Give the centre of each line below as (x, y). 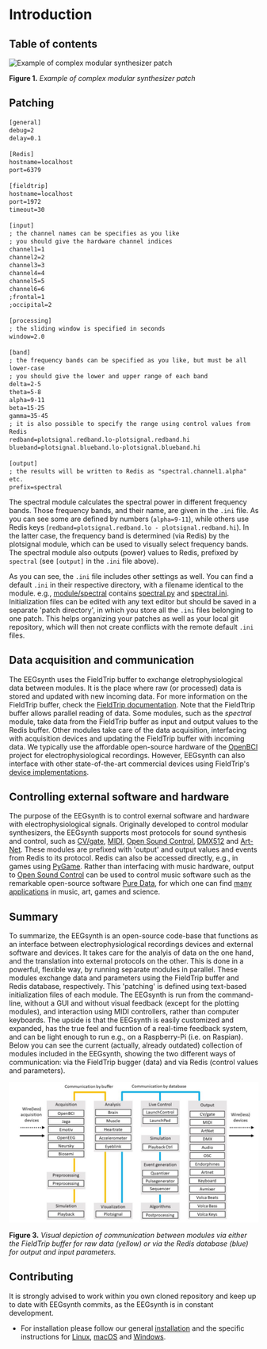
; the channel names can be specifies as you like (94, 233)
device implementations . (49, 772)
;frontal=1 (27, 297)
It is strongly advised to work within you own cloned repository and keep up (133, 1296)
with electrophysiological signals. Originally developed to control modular (129, 824)
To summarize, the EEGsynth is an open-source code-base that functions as (133, 936)
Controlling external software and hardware (119, 797)
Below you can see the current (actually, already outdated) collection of (126, 1045)
